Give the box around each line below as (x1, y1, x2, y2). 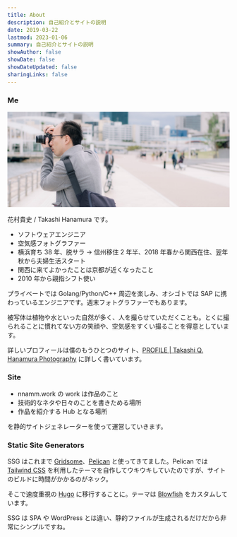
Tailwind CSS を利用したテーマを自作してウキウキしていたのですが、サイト (7, 466, 226, 475)
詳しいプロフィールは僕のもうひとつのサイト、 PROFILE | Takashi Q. (7, 346, 204, 354)
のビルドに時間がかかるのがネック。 (7, 475, 112, 483)
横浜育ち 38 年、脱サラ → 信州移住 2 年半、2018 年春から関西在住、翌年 (17, 247, 229, 256)
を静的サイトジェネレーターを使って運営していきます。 (7, 422, 167, 430)
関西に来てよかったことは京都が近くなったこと (17, 265, 154, 273)
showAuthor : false (7, 49, 61, 56)
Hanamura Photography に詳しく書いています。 (7, 354, 146, 363)
